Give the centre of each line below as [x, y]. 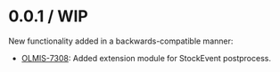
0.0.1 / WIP [48, 16]
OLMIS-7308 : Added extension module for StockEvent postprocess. [146, 58]
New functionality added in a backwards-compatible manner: [121, 41]
